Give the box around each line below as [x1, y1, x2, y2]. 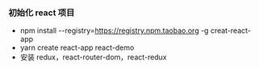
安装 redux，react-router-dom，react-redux [19, 52, 167, 62]
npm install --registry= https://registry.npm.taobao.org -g [19, 26, 209, 35]
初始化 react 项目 [8, 6, 75, 18]
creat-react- [210, 26, 252, 35]
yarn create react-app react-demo [19, 43, 135, 53]
